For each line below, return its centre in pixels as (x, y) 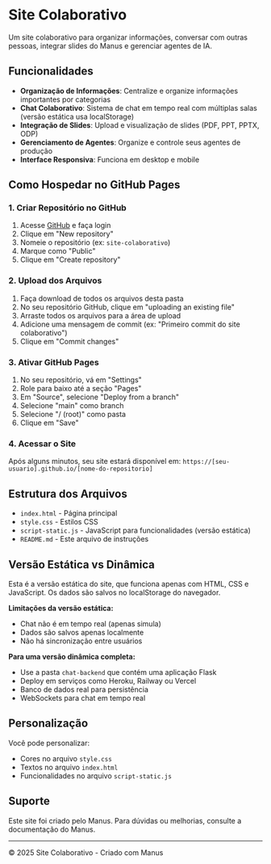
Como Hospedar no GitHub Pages (94, 185)
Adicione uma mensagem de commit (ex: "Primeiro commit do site (130, 324)
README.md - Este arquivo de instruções (84, 539)
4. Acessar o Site (42, 444)
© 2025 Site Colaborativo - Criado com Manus (86, 852)
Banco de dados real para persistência (84, 689)
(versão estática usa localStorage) (77, 116)
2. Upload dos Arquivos (55, 280)
